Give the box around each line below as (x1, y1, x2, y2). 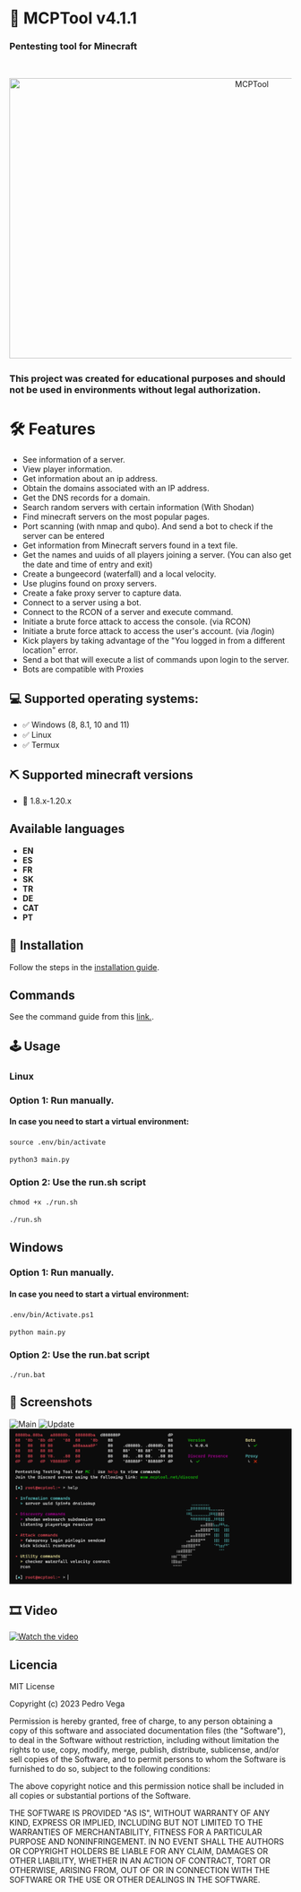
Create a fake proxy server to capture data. (21, 587, 182, 599)
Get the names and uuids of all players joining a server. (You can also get (21, 550, 292, 560)
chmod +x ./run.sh (9, 1198, 78, 1207)
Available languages (9, 821, 125, 837)
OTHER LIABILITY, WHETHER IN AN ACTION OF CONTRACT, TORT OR (9, 1855, 271, 1866)
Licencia (9, 1657, 58, 1672)
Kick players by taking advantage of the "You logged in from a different (21, 636, 285, 647)
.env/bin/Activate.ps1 (9, 1310, 94, 1319)
